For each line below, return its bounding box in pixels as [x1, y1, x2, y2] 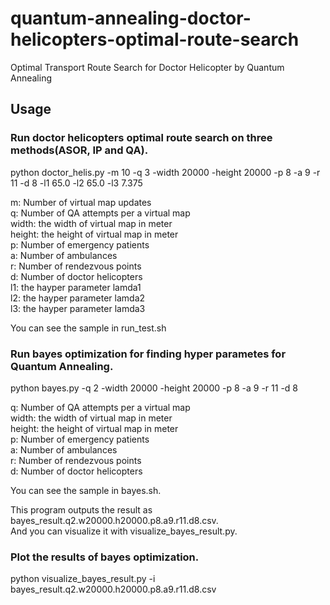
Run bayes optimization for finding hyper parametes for [10, 347, 287, 361]
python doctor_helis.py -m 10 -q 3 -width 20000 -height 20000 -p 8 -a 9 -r [10, 166, 321, 178]
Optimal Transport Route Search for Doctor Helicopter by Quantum [10, 61, 285, 73]
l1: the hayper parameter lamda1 [10, 281, 142, 293]
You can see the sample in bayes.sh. [10, 484, 162, 496]
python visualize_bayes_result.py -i [10, 573, 156, 585]
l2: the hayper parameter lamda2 [10, 292, 146, 304]
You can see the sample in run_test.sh [10, 322, 167, 334]
